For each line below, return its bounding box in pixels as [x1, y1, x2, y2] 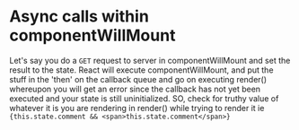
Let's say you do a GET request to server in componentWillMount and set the [9, 55, 291, 65]
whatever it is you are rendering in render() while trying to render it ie [9, 102, 265, 113]
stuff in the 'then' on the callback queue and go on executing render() [9, 74, 268, 84]
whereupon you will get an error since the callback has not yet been [9, 83, 261, 94]
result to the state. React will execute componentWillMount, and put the [9, 65, 274, 75]
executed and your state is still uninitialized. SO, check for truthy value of [9, 92, 279, 104]
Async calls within [9, 6, 150, 27]
